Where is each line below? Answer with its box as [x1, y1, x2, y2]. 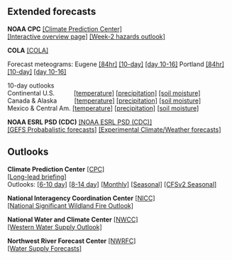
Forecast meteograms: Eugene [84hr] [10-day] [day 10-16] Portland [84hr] [7, 60, 225, 68]
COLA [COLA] [7, 46, 49, 54]
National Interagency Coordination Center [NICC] [7, 194, 155, 202]
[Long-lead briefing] [7, 172, 67, 181]
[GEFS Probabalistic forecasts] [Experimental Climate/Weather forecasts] [7, 125, 221, 134]
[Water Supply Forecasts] [7, 244, 82, 252]
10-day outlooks [7, 81, 55, 90]
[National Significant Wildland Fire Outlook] [7, 201, 133, 209]
